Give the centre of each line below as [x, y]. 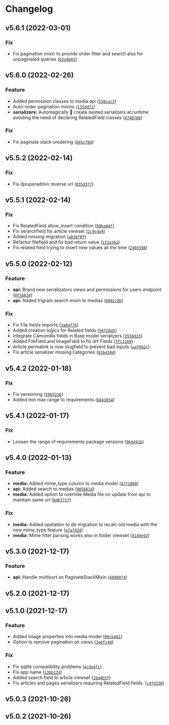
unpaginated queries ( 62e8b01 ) [45, 59]
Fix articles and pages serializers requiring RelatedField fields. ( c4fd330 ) [89, 683]
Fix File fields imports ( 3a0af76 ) [46, 325]
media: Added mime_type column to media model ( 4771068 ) [76, 484]
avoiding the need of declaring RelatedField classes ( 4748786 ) [77, 117]
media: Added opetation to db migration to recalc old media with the [85, 524]
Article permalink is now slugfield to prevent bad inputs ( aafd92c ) [81, 347]
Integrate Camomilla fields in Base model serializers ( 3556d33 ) [78, 336]
